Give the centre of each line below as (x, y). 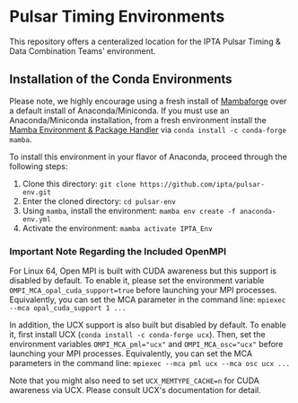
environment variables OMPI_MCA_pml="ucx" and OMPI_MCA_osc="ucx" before (146, 345)
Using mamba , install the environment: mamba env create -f (129, 210)
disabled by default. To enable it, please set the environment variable (137, 281)
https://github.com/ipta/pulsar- (202, 184)
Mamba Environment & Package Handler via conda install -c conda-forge (148, 130)
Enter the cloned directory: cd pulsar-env (99, 201)
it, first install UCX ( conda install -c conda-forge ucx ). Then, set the (138, 335)
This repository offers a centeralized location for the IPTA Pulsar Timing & (145, 41)
